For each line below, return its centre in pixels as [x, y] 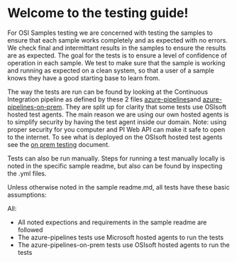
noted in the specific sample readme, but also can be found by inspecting [115, 165]
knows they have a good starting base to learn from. [84, 78]
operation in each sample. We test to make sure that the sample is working [116, 62]
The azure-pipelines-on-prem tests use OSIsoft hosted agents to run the [123, 245]
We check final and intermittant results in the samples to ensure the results [117, 48]
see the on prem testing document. [59, 144]
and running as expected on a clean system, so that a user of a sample [111, 70]
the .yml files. [27, 173]
